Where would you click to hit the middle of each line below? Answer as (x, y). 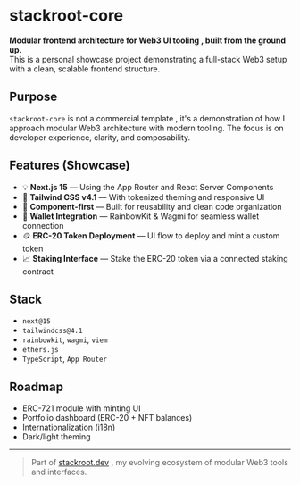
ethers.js (41, 350)
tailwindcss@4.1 (52, 331)
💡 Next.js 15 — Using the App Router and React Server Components (148, 187)
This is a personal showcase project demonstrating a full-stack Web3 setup (148, 59)
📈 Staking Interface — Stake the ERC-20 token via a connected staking (155, 258)
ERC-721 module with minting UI (81, 408)
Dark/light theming (56, 437)
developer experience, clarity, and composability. (100, 137)
